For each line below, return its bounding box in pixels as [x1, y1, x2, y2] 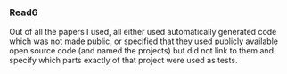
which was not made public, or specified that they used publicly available [9, 36, 279, 46]
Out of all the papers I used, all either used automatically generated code [9, 27, 277, 37]
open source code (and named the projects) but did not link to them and [9, 45, 275, 56]
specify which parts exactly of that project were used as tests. [9, 55, 238, 66]
